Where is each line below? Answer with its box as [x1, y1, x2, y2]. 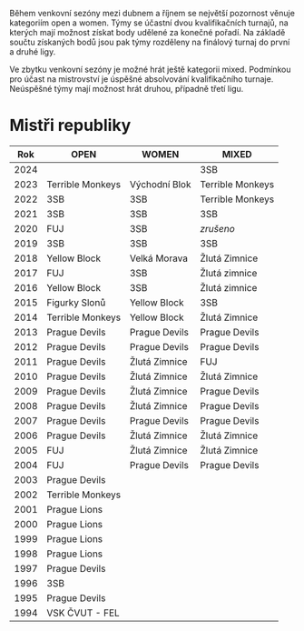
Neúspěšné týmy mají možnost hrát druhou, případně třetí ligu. [9, 84, 244, 94]
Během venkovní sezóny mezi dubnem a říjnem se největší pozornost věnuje [9, 8, 295, 18]
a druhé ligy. [9, 46, 56, 57]
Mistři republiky [9, 115, 132, 135]
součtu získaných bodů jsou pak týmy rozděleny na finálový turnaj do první [9, 36, 290, 47]
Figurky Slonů [46, 295, 106, 308]
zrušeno [199, 222, 236, 235]
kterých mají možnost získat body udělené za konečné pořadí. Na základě [9, 27, 286, 37]
